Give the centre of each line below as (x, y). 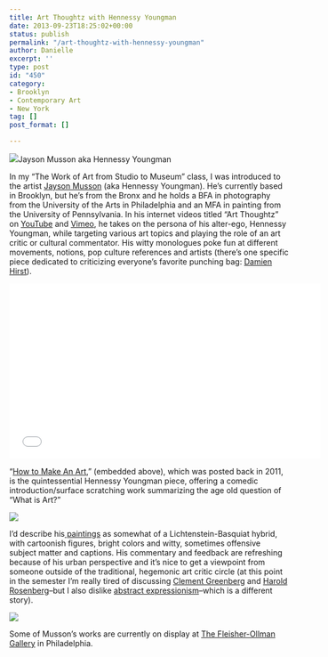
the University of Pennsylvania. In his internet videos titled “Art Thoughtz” (144, 214)
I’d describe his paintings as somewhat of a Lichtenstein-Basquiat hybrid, (144, 534)
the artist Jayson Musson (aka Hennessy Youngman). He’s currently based (146, 186)
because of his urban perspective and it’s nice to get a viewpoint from (137, 562)
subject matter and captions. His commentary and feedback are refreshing (146, 552)
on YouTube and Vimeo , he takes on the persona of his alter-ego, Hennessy (148, 224)
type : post (29, 68)
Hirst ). (21, 271)
